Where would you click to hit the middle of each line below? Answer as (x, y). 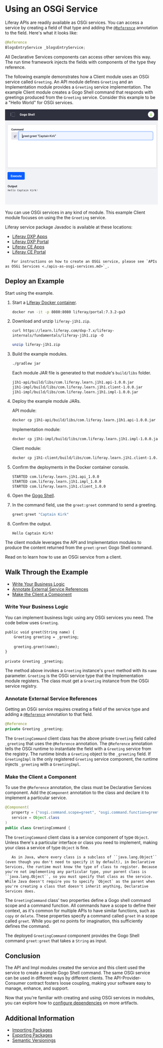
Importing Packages (32, 1030)
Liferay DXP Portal (30, 242)
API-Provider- (128, 978)
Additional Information (40, 1018)
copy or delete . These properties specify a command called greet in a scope (81, 916)
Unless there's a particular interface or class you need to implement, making (81, 842)
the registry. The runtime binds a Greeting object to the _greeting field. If (78, 754)
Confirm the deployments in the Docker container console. (71, 467)
